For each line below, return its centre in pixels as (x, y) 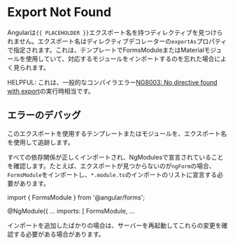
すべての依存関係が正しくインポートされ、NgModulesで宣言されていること (115, 157)
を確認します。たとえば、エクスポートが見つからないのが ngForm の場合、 (111, 166)
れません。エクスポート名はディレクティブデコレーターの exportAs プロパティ (117, 41)
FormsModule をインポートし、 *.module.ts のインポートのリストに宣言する (112, 174)
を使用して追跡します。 (41, 142)
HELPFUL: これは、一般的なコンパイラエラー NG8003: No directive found (113, 82)
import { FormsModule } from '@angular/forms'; (76, 197)
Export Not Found (59, 12)
